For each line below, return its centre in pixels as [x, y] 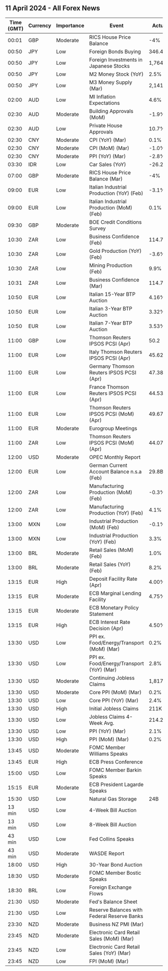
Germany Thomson [112, 366]
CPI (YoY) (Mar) [108, 140]
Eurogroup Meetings [113, 428]
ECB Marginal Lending [115, 593]
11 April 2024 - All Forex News [53, 8]
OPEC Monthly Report [115, 457]
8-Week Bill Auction [113, 825]
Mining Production [111, 265]
